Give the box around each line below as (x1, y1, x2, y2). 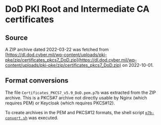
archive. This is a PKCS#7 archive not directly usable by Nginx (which (5, 94, 147, 100)
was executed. (28, 115, 58, 121)
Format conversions (5, 76, 68, 85)
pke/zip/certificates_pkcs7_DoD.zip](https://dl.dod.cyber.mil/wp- (5, 57, 137, 62)
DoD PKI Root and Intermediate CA (5, 3, 150, 15)
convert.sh (5, 116, 28, 121)
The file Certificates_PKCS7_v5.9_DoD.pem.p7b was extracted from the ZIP (5, 90, 156, 95)
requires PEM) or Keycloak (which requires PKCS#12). (5, 100, 115, 106)
